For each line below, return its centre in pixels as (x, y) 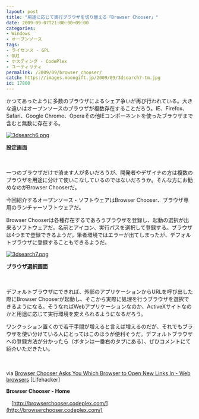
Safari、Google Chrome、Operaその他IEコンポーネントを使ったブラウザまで (99, 116)
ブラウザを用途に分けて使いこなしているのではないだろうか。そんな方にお (97, 180)
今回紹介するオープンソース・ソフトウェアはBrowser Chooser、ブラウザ (95, 200)
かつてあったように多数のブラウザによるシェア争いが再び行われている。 (94, 101)
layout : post (22, 12)
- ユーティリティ (24, 67)
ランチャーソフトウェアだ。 (50, 207)
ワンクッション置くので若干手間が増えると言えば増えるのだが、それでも (94, 326)
